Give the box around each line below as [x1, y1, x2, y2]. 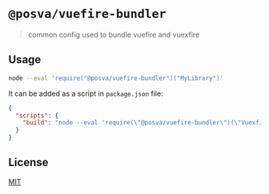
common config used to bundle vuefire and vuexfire [27, 30, 200, 39]
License [8, 156, 49, 169]
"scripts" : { [15, 111, 59, 120]
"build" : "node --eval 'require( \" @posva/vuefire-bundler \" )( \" [22, 119, 242, 127]
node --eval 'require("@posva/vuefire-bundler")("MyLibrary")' [8, 74, 224, 82]
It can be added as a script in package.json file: [8, 89, 163, 98]
